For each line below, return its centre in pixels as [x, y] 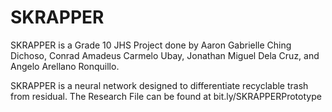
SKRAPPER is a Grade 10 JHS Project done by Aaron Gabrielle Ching [151, 45]
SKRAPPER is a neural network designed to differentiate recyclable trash [159, 85]
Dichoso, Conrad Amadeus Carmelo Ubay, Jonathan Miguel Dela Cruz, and [165, 55]
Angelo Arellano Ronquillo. [65, 66]
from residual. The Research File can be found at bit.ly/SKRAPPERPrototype [166, 96]
